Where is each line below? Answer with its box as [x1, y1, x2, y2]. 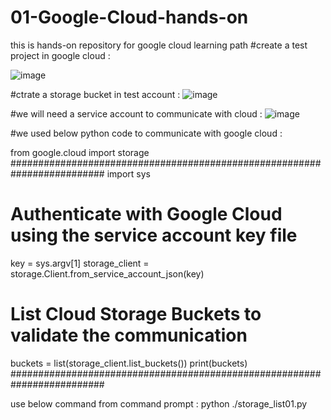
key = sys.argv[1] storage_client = [10, 257, 150, 269]
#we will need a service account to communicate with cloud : [10, 107, 263, 120]
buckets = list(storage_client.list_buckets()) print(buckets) [10, 357, 248, 369]
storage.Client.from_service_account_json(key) [10, 267, 205, 280]
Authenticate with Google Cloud [10, 203, 283, 226]
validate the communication [10, 324, 248, 347]
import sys [106, 167, 151, 180]
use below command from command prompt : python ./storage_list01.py [10, 397, 308, 410]
